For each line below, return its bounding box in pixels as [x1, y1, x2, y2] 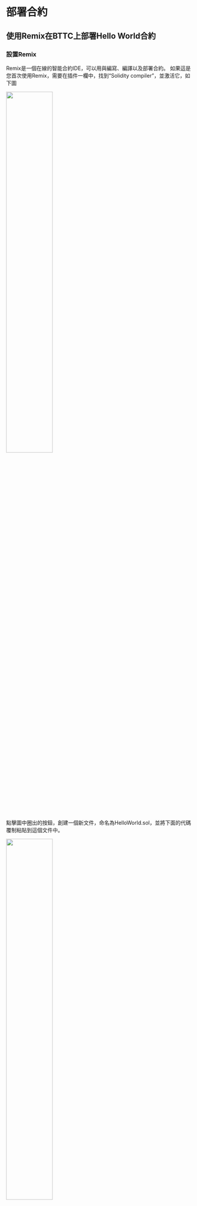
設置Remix [6, 50, 37, 58]
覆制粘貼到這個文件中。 [6, 826, 63, 833]
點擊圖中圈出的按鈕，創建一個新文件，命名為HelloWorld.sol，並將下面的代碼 [6, 819, 192, 826]
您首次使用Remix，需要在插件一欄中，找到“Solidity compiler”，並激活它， [6, 72, 186, 79]
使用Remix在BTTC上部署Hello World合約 [6, 31, 156, 41]
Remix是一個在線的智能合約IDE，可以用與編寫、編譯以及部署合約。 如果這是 [6, 65, 191, 72]
